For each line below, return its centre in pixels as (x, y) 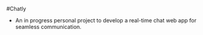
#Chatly (16, 9)
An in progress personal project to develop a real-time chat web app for (106, 20)
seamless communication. (48, 27)
